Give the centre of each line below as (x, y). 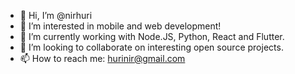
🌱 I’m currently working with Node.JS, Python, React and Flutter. (152, 36)
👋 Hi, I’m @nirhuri (56, 15)
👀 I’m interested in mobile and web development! (120, 26)
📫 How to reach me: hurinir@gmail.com (102, 58)
